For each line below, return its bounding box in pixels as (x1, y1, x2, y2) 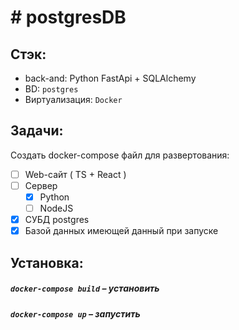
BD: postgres (24, 83, 79, 95)
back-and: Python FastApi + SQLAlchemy (24, 72, 197, 84)
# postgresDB (10, 6, 127, 29)
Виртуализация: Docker (24, 94, 123, 105)
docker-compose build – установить (10, 282, 160, 295)
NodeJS (39, 202, 74, 214)
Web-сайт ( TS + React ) (24, 168, 127, 180)
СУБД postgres (24, 214, 90, 226)
